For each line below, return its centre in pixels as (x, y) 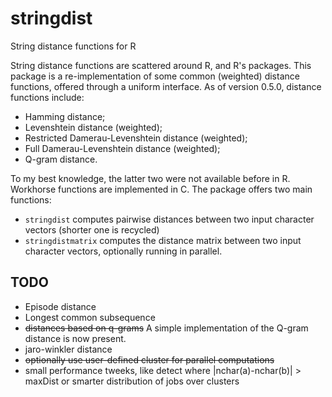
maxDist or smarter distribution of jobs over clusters (132, 381)
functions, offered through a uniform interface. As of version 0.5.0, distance (166, 86)
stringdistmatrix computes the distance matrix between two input (163, 240)
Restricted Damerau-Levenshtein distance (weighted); (136, 138)
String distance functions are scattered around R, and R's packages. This (161, 65)
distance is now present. (75, 338)
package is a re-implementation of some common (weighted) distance (155, 76)
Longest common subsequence (90, 317)
